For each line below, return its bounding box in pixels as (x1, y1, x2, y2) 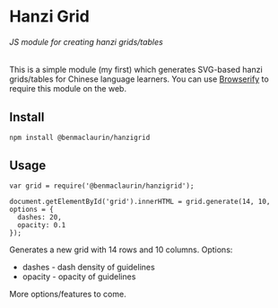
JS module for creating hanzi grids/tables (9, 36, 163, 47)
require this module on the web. (9, 84, 127, 94)
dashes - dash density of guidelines (22, 262, 155, 273)
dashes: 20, (17, 213, 63, 222)
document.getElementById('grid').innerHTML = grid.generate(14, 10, (9, 198, 271, 207)
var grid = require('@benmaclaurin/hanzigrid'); (9, 181, 195, 190)
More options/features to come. (9, 289, 127, 300)
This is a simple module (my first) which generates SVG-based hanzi (9, 65, 263, 75)
